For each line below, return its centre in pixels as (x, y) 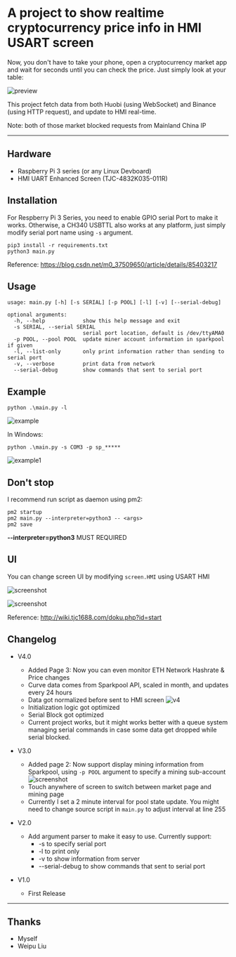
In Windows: (25, 435)
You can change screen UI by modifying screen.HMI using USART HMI (109, 576)
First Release (47, 893)
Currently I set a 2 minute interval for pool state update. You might (123, 801)
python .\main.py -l (38, 408)
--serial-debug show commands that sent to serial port (108, 370)
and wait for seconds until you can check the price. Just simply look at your (117, 70)
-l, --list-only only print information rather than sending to (119, 352)
